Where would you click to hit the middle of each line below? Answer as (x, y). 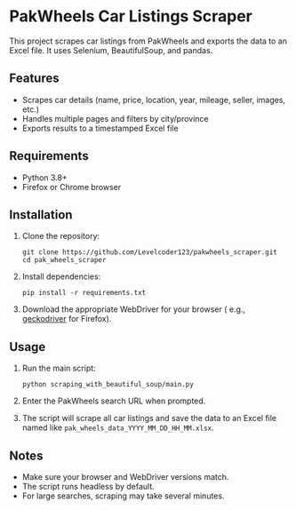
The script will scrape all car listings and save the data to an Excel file (149, 418)
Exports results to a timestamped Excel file (100, 128)
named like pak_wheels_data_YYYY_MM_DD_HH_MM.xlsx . (118, 427)
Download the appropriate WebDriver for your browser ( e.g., (134, 309)
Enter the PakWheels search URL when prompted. (114, 401)
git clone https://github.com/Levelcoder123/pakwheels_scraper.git (149, 252)
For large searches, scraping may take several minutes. (123, 496)
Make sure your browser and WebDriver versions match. (125, 477)
